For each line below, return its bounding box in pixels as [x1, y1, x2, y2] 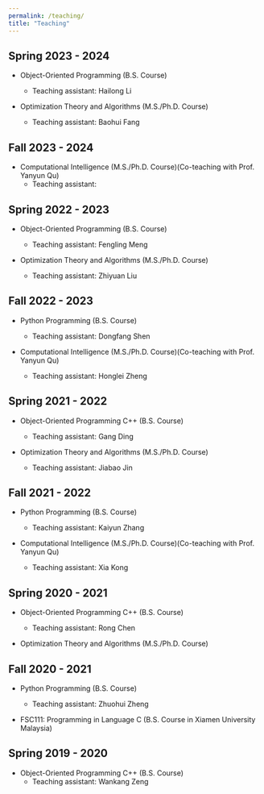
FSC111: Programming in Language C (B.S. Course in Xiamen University [19, 715, 256, 724]
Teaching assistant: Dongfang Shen [31, 331, 151, 341]
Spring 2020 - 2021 [8, 586, 108, 600]
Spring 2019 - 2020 [8, 746, 109, 760]
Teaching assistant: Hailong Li [31, 86, 132, 96]
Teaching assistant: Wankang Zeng [31, 776, 149, 786]
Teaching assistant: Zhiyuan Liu [31, 271, 138, 281]
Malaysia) [19, 723, 52, 733]
